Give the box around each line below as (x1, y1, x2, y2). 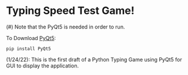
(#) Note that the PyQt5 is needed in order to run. (6, 23, 125, 30)
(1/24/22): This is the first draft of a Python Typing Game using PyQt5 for (6, 56, 182, 63)
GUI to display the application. (6, 62, 79, 69)
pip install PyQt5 (6, 45, 51, 52)
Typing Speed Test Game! (6, 4, 135, 17)
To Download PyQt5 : (6, 34, 56, 41)
